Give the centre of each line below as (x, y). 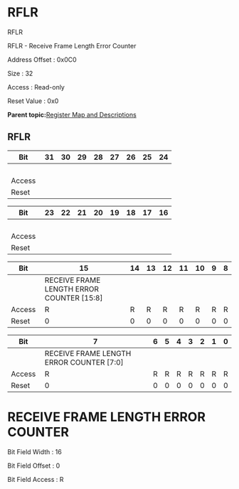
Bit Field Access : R (36, 479)
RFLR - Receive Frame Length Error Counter (72, 45)
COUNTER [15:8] (74, 298)
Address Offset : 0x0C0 (42, 59)
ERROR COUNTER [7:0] (84, 362)
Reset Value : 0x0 (33, 101)
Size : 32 (20, 73)
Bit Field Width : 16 (34, 451)
